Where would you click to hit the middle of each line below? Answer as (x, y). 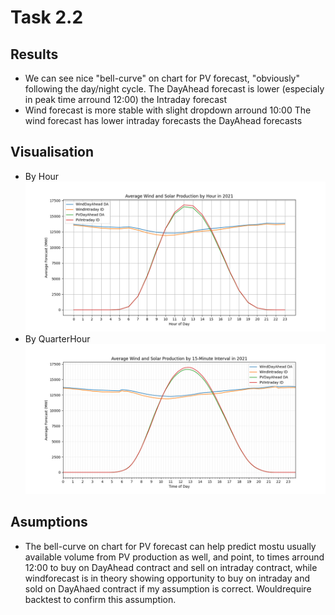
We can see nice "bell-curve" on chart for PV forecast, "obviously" (162, 78)
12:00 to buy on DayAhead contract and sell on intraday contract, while (171, 567)
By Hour (42, 176)
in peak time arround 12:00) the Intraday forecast (125, 99)
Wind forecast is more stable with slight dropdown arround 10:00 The (168, 110)
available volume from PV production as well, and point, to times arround (174, 557)
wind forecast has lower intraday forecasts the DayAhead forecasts (163, 120)
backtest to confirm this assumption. (100, 599)
